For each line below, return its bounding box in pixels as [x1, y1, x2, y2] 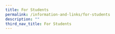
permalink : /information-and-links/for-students [5, 12, 110, 17]
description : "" [5, 16, 40, 21]
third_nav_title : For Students [5, 21, 72, 26]
